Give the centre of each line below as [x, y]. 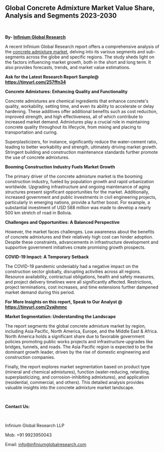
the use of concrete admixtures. [37, 157]
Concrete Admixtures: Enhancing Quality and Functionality [66, 91]
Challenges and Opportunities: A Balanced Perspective [62, 222]
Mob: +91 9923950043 [29, 435]
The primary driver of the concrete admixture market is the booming [74, 176]
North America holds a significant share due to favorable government [75, 336]
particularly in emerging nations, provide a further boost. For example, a [78, 202]
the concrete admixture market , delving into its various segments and [75, 51]
